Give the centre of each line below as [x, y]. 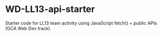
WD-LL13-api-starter [50, 9]
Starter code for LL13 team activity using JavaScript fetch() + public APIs [81, 23]
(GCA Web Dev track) [28, 28]
